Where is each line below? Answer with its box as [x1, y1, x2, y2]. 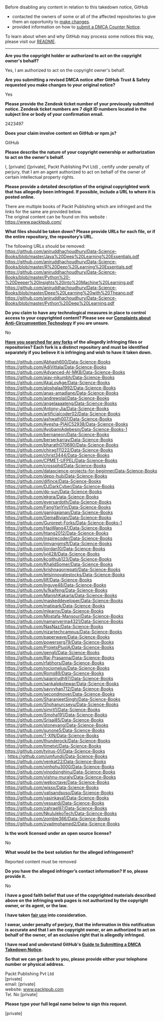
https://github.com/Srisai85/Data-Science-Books [5, 717, 104, 723]
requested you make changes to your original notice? [5, 82, 116, 87]
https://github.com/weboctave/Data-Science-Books [5, 779, 110, 785]
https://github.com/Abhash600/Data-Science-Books [5, 359, 111, 364]
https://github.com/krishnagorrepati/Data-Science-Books [5, 567, 121, 572]
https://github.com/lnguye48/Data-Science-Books [5, 582, 106, 588]
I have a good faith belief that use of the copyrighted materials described [5, 893, 156, 898]
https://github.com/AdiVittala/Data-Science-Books [5, 364, 107, 370]
